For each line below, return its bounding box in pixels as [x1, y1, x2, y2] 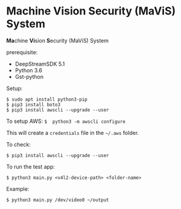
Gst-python [14, 73, 44, 80]
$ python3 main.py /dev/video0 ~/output [6, 197, 110, 203]
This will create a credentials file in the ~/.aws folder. [6, 129, 139, 136]
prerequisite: [6, 48, 38, 55]
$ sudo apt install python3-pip [6, 96, 87, 102]
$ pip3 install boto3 [6, 101, 61, 108]
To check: [6, 140, 31, 148]
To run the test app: [6, 163, 56, 170]
